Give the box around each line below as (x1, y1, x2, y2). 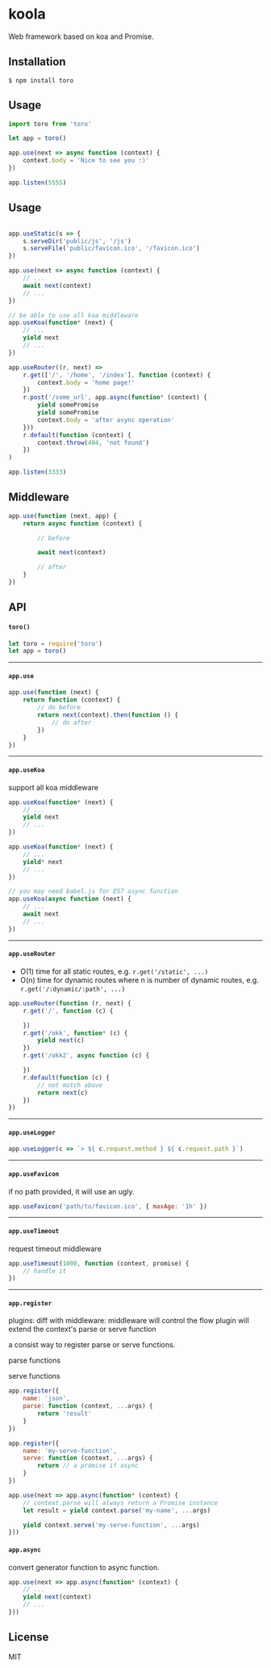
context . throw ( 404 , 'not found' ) (37, 438, 150, 447)
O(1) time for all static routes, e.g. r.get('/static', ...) (19, 967, 209, 976)
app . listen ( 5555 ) (8, 179, 67, 187)
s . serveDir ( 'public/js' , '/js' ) (23, 237, 131, 245)
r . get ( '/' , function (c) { (23, 1007, 114, 1015)
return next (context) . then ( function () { (37, 711, 179, 719)
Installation (8, 55, 66, 69)
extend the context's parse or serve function (8, 1325, 157, 1334)
